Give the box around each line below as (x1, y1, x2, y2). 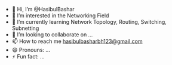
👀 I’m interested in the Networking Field (11, 12, 109, 19)
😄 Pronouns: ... (11, 47, 51, 53)
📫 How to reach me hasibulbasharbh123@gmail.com (11, 38, 143, 45)
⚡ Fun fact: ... (11, 53, 45, 60)
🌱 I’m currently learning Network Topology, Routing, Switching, (11, 18, 167, 25)
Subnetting (11, 24, 39, 32)
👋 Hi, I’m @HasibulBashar (11, 6, 75, 13)
